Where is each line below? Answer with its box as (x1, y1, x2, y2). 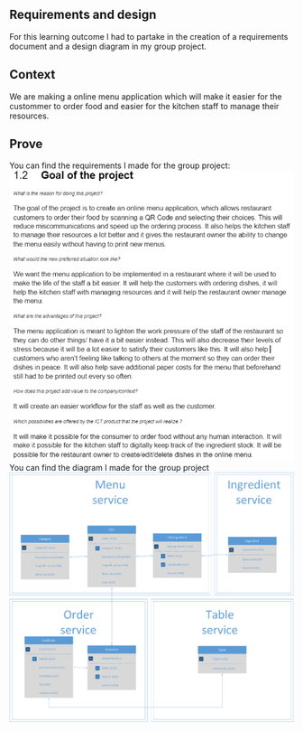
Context (9, 67, 56, 82)
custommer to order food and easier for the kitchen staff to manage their (9, 100, 280, 111)
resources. (9, 110, 50, 121)
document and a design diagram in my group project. (9, 41, 207, 52)
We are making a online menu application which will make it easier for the (9, 90, 282, 102)
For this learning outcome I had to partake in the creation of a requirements (9, 31, 289, 42)
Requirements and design (9, 7, 157, 23)
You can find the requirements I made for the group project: (9, 160, 231, 171)
